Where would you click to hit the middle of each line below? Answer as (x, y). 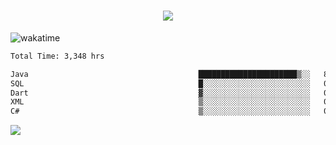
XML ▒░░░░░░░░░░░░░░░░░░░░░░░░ (160, 102)
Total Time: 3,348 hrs (57, 56)
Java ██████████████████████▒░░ (160, 74)
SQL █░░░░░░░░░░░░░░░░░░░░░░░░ (160, 83)
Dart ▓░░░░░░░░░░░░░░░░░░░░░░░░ (160, 93)
